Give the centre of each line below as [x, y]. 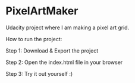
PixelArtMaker [42, 11]
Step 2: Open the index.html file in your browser [64, 62]
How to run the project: [34, 39]
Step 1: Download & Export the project [52, 50]
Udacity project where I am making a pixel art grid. [67, 27]
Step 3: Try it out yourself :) [39, 73]
